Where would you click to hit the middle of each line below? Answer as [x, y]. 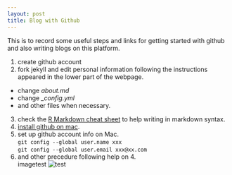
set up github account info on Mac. [68, 134]
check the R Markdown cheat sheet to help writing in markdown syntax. [121, 119]
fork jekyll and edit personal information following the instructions [112, 69]
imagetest [32, 164]
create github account [50, 61]
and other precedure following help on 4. [77, 157]
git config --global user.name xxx [70, 142]
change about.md [43, 90]
